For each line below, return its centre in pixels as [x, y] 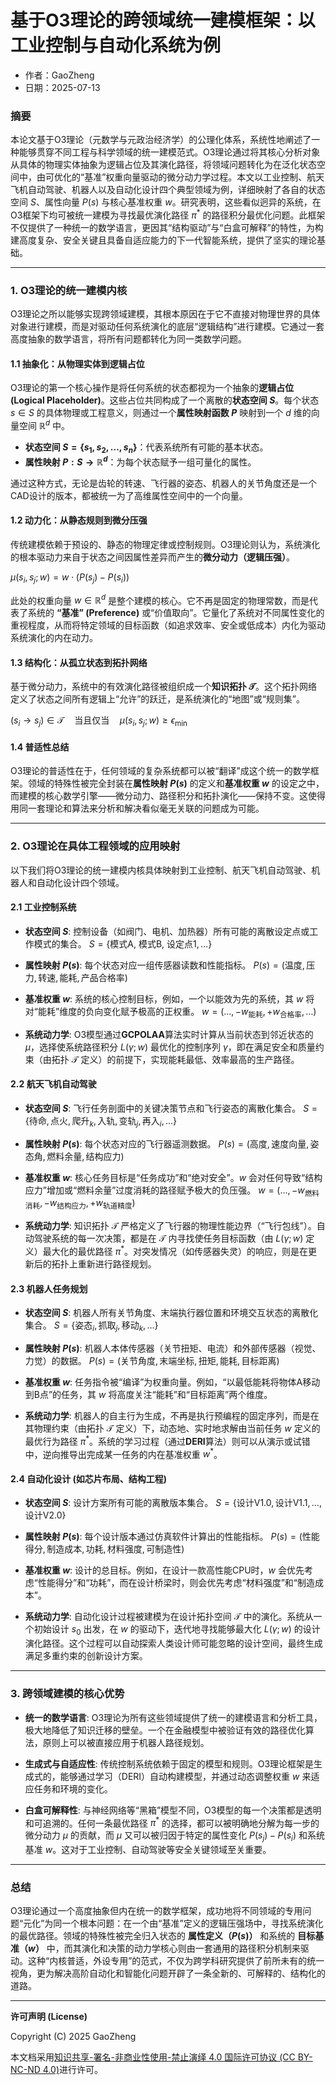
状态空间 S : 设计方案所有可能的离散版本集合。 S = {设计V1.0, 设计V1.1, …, [173, 1503]
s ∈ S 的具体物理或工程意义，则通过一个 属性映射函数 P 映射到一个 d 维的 [161, 413]
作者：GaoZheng [59, 75]
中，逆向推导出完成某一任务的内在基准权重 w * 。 [123, 1453]
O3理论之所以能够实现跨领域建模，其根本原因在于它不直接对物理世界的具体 [165, 314]
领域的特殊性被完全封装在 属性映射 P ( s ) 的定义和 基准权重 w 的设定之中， [176, 783]
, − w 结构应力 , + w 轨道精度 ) [87, 1204]
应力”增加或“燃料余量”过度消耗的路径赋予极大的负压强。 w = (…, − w [164, 1190]
